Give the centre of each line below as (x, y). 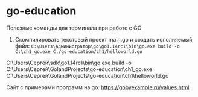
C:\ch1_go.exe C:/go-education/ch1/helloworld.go (79, 52)
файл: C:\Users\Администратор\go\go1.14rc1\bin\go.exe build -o (97, 46)
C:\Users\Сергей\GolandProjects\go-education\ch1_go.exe (79, 69)
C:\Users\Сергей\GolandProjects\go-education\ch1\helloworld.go (88, 75)
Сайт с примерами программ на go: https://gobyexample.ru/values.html (98, 87)
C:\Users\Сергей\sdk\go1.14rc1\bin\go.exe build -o (69, 63)
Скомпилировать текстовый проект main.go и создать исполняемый (104, 39)
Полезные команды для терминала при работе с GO (74, 28)
